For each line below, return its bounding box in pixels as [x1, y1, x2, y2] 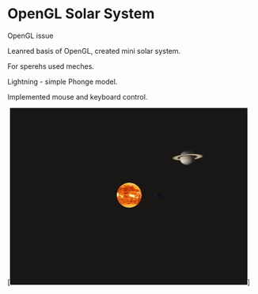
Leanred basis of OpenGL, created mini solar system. [7, 46, 181, 55]
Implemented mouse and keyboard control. [7, 92, 148, 101]
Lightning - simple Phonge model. [7, 77, 118, 86]
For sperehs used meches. [7, 61, 94, 71]
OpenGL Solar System [7, 5, 155, 23]
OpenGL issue [7, 31, 54, 40]
